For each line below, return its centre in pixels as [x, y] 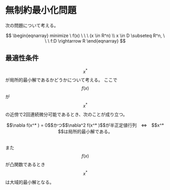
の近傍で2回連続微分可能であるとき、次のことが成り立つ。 [66, 115]
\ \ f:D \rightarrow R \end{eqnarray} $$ [85, 41]
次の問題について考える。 [32, 25]
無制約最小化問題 [41, 10]
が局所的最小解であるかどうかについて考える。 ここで [61, 80]
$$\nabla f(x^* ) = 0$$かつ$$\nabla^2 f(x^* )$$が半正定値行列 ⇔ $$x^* [85, 125]
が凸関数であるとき [25, 165]
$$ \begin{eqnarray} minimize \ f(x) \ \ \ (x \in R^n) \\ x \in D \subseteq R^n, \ [85, 35]
